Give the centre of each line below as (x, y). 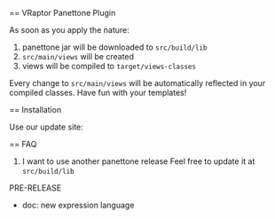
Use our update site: (47, 127)
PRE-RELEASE (35, 188)
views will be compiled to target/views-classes (109, 66)
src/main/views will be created (78, 56)
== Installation (35, 109)
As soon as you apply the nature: (70, 30)
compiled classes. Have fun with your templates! (98, 93)
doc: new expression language (78, 205)
